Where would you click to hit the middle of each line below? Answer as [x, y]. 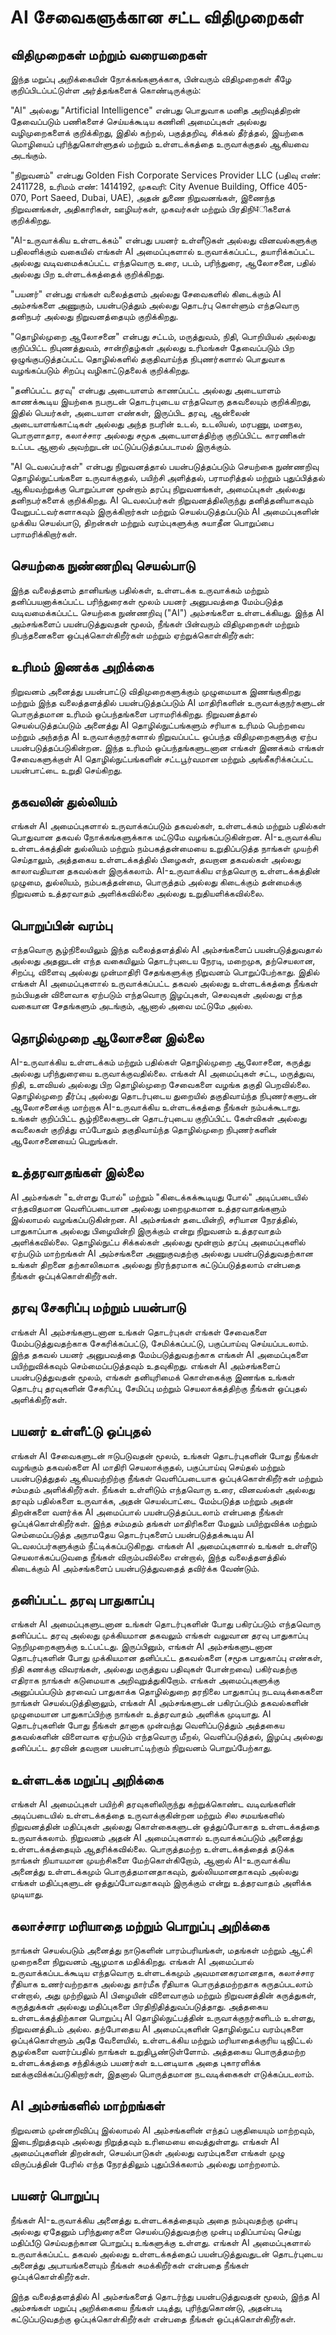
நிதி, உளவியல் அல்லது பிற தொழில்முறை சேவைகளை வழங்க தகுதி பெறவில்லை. [160, 1085]
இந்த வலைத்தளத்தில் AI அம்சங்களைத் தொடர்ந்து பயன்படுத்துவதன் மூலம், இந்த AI [165, 2296]
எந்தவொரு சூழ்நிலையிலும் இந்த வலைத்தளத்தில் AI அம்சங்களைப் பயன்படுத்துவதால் [166, 950]
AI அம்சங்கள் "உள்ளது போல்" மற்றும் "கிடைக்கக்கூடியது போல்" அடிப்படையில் [159, 1197]
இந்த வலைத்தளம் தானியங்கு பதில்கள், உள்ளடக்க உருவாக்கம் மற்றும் [140, 590]
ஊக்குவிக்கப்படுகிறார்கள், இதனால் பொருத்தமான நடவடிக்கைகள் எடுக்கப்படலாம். [162, 2073]
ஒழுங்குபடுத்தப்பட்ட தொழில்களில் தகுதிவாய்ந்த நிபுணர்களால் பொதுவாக [147, 359]
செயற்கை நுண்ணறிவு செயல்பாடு [103, 566]
